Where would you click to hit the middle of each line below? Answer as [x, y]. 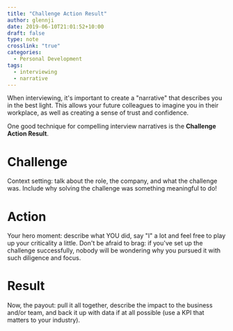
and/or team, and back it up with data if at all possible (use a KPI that [106, 313]
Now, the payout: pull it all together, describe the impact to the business [110, 305]
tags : [15, 65]
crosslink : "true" [34, 46]
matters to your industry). [44, 320]
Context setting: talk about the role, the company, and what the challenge [112, 181]
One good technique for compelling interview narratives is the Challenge [112, 127]
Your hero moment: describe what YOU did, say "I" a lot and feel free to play [116, 236]
